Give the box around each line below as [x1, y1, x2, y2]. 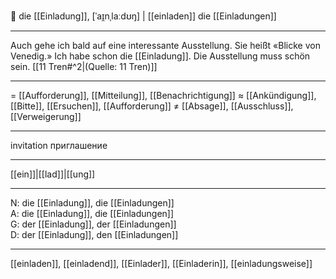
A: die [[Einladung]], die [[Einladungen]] [10, 208, 175, 219]
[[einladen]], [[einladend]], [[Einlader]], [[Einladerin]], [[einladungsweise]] [10, 258, 313, 269]
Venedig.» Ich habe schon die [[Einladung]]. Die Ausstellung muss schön [10, 50, 311, 62]
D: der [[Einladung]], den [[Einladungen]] [10, 229, 179, 240]
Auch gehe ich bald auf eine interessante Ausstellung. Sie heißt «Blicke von [10, 40, 321, 51]
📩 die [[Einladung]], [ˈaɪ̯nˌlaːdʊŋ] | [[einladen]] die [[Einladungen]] [10, 10, 277, 22]
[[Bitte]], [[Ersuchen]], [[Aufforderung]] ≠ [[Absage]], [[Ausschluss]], [10, 100, 294, 112]
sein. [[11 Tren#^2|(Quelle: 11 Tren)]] [10, 61, 158, 72]
